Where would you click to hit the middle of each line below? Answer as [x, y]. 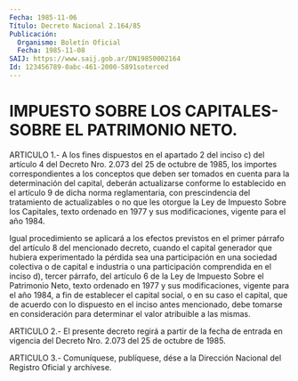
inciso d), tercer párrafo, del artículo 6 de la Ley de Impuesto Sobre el [137, 276]
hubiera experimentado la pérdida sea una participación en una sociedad [143, 257]
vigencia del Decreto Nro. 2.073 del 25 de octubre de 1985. [117, 340]
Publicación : [33, 34]
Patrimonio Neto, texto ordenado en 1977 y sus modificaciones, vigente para [149, 285]
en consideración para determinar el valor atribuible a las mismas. [130, 313]
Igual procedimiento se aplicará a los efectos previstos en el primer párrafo [147, 238]
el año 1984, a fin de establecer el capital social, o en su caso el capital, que [149, 295]
